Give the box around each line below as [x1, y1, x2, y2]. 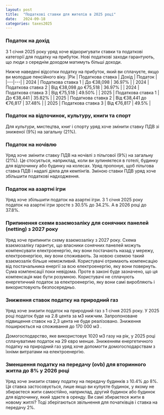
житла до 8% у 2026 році [5, 367, 69, 374]
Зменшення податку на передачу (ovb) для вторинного [5, 361, 146, 368]
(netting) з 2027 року [5, 226, 59, 232]
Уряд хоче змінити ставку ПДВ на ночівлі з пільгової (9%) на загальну [5, 152, 153, 158]
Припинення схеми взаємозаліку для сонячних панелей [5, 220, 149, 226]
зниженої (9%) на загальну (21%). [5, 129, 77, 135]
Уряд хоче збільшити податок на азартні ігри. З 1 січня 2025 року [5, 197, 143, 203]
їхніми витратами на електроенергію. [5, 349, 85, 355]
